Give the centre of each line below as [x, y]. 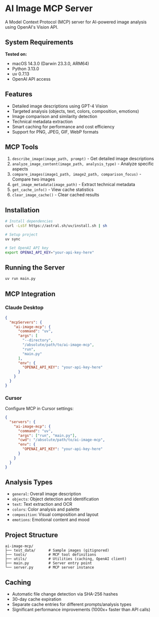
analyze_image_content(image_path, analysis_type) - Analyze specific [83, 164]
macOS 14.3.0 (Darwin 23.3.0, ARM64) [50, 63]
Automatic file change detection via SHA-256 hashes [65, 594]
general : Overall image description [47, 494]
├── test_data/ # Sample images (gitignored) [57, 550]
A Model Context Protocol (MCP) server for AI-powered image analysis [76, 22]
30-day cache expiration [37, 599]
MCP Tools [22, 147]
